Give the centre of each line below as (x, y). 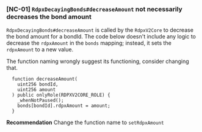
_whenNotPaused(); (41, 101)
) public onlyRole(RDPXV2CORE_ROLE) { (61, 95)
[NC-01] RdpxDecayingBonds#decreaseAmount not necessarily (95, 9)
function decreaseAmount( (45, 79)
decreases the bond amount (49, 16)
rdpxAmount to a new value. (40, 50)
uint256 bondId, (38, 84)
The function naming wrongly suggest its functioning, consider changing (98, 61)
